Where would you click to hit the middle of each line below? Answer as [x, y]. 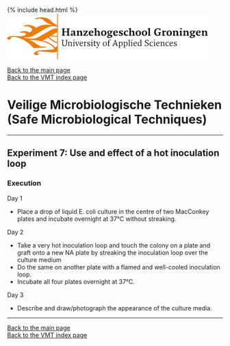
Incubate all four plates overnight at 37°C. [76, 281]
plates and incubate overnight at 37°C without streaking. [97, 219]
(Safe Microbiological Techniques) [107, 120]
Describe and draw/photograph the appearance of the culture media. [114, 308]
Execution [24, 183]
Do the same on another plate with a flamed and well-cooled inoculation [118, 267]
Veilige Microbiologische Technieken [115, 105]
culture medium [39, 260]
